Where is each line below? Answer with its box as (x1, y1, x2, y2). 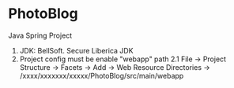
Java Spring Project (8, 31, 73, 40)
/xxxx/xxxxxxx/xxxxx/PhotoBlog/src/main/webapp (19, 71, 184, 80)
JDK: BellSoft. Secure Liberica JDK (19, 46, 134, 55)
